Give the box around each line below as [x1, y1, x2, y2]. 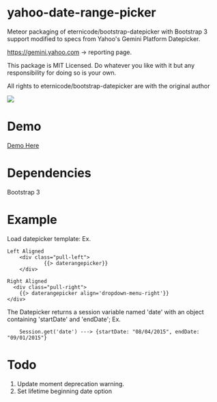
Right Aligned [7, 277, 48, 285]
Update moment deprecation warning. [16, 379, 125, 388]
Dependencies [7, 166, 91, 181]
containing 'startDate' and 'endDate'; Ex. [7, 315, 121, 323]
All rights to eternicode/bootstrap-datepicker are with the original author [7, 81, 210, 90]
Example [7, 212, 57, 227]
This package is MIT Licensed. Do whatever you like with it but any [7, 61, 195, 69]
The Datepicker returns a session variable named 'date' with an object [7, 307, 205, 316]
